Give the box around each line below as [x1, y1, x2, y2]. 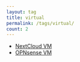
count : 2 [6, 26, 28, 32]
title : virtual [6, 15, 45, 21]
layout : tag [6, 9, 36, 15]
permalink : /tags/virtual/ [6, 20, 75, 26]
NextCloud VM [15, 43, 52, 50]
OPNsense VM [15, 49, 52, 57]
